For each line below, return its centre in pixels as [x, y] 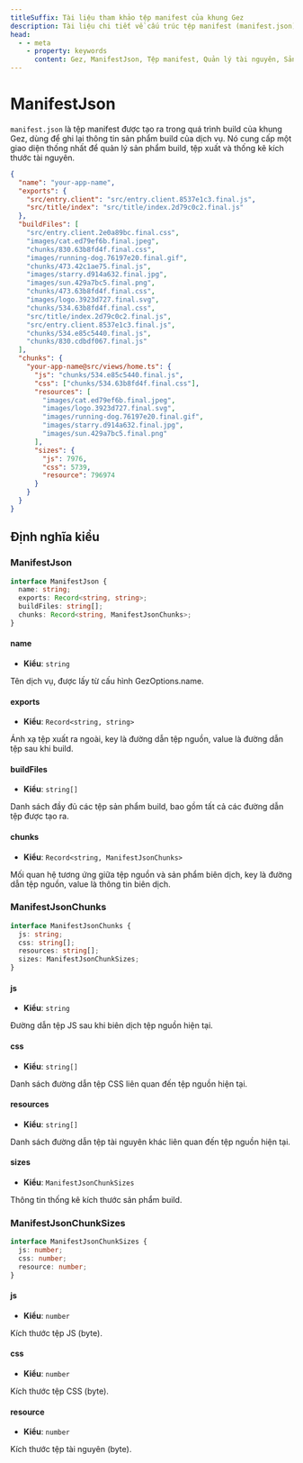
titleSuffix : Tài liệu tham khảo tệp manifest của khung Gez [127, 18]
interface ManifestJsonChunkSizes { [79, 1242]
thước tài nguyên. [43, 158]
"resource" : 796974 [79, 475]
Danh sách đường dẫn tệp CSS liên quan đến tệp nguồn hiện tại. [129, 1084]
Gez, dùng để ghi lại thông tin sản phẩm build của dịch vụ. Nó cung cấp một [151, 138]
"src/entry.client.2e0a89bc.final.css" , [103, 233]
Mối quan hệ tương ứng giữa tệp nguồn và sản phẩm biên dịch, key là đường [151, 874]
